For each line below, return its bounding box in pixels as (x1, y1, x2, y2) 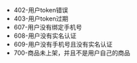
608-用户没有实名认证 (13, 32, 77, 40)
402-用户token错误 (13, 6, 69, 14)
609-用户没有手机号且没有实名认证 (13, 40, 113, 48)
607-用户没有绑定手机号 (13, 23, 83, 31)
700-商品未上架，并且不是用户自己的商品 (13, 49, 131, 57)
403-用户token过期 (13, 14, 69, 23)
